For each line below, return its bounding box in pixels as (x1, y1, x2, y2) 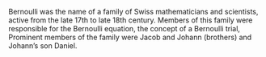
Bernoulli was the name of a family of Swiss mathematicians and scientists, (8, 7, 259, 16)
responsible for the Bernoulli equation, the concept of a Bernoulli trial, (8, 24, 241, 33)
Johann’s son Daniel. (8, 41, 78, 51)
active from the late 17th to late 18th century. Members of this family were (8, 15, 253, 25)
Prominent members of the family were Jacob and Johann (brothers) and (8, 32, 252, 42)
